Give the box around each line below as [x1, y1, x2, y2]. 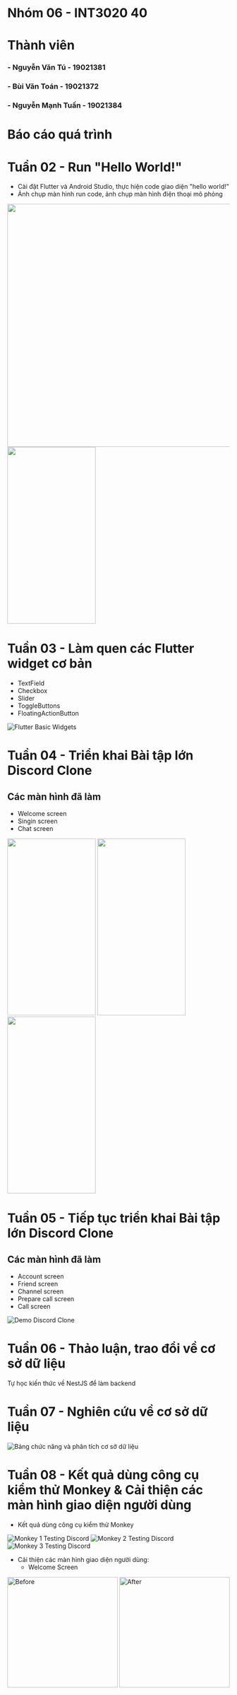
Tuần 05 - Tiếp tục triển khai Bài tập [7, 1211, 221, 1226]
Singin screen [17, 817, 58, 825]
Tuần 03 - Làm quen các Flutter [7, 641, 195, 657]
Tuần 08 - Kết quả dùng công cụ [7, 1467, 200, 1483]
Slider [17, 694, 35, 703]
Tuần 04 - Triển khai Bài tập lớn [7, 747, 194, 764]
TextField [17, 679, 44, 687]
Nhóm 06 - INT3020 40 [7, 5, 148, 21]
